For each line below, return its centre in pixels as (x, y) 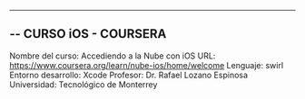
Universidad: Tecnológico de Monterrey (84, 84)
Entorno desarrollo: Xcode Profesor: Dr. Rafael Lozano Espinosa (128, 75)
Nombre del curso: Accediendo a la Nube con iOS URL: (113, 56)
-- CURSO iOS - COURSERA (88, 34)
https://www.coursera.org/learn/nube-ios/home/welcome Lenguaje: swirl (147, 65)
